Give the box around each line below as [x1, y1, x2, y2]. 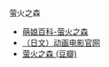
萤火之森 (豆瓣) [21, 48, 77, 59]
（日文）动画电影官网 [21, 38, 100, 48]
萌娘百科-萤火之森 [21, 26, 89, 37]
